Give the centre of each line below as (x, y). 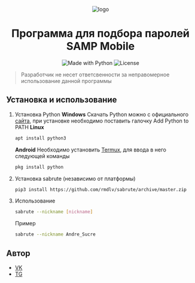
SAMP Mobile (100, 47)
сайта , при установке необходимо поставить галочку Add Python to (102, 121)
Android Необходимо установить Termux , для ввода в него (90, 150)
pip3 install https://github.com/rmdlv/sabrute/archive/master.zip (100, 189)
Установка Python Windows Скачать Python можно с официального (102, 114)
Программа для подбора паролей (100, 34)
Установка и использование (62, 100)
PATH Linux (29, 127)
